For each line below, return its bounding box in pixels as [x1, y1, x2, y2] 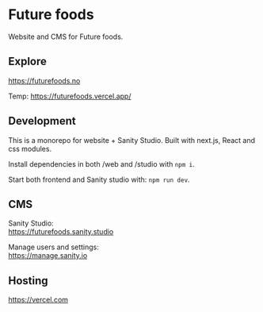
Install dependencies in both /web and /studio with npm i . [8, 159, 196, 168]
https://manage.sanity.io [8, 251, 88, 260]
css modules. [8, 144, 52, 153]
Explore [8, 55, 48, 68]
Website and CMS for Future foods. [8, 32, 124, 41]
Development [8, 114, 77, 128]
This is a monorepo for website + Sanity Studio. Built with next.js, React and [8, 135, 256, 144]
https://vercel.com [8, 295, 69, 305]
